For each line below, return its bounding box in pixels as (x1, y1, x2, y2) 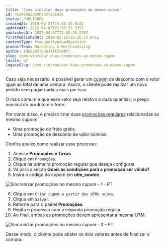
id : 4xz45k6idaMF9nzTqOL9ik (5, 12, 64, 17)
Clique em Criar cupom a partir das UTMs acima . (12, 191, 114, 197)
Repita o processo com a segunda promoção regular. (12, 207, 122, 213)
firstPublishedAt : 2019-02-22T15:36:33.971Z (5, 35, 99, 40)
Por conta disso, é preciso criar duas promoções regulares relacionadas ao (5, 111, 160, 117)
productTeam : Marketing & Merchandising (5, 44, 91, 49)
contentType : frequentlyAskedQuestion (5, 40, 86, 45)
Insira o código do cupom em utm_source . (12, 172, 101, 178)
